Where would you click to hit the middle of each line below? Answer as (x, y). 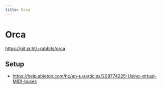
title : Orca (18, 10)
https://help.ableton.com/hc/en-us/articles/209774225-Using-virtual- (85, 76)
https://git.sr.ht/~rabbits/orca (35, 48)
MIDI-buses (25, 81)
